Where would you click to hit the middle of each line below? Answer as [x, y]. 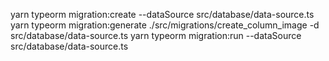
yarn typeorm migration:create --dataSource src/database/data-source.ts [162, 14]
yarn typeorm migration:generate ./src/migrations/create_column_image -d [165, 25]
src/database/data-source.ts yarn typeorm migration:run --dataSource [156, 35]
